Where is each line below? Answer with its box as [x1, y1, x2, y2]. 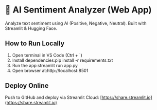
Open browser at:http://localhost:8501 [12, 68, 88, 73]
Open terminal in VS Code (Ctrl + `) [12, 52, 83, 58]
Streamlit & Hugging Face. [5, 25, 57, 31]
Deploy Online [5, 82, 49, 90]
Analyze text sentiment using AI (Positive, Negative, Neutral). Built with [5, 20, 147, 26]
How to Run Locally [5, 40, 65, 48]
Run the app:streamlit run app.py [12, 62, 78, 68]
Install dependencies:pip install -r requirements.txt [12, 57, 113, 63]
